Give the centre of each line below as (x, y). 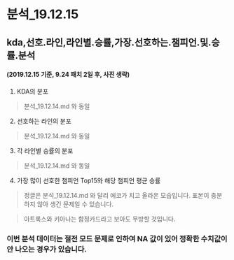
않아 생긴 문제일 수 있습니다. (75, 204)
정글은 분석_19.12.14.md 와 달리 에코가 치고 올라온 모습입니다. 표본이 (116, 195)
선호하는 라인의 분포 (44, 121)
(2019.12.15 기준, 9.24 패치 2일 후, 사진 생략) (68, 75)
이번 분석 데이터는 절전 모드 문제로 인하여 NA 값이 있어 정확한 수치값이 (117, 238)
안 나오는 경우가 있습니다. (47, 249)
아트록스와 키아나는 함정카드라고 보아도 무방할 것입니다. (99, 219)
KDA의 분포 (33, 91)
